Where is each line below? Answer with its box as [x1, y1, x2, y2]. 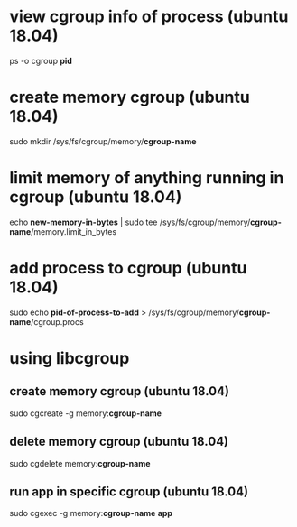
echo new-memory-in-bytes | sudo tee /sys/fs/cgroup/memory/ [9, 217, 251, 227]
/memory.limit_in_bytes [30, 226, 117, 236]
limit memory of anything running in [9, 168, 284, 189]
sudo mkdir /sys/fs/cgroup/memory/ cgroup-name [9, 135, 197, 146]
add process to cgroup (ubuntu [9, 258, 247, 278]
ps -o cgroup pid [9, 55, 72, 66]
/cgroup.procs [30, 316, 84, 327]
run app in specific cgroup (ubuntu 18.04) [9, 484, 249, 499]
